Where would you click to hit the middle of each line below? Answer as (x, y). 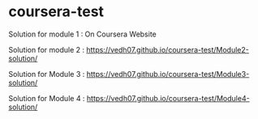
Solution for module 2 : (47, 49)
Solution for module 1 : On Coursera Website (82, 34)
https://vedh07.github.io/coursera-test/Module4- (168, 98)
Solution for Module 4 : (47, 98)
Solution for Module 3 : (47, 74)
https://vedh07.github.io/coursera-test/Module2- (168, 49)
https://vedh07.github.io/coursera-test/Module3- (168, 74)
